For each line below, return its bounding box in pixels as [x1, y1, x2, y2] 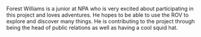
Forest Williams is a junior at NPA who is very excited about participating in [6, 5, 194, 12]
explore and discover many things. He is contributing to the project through [6, 18, 195, 24]
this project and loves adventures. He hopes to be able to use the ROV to [6, 11, 189, 18]
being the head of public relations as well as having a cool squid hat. [6, 24, 178, 31]
